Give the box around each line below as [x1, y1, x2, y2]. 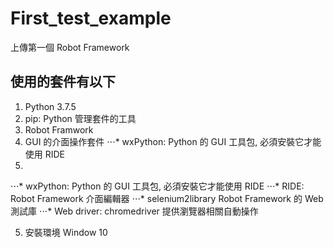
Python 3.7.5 [24, 100, 77, 112]
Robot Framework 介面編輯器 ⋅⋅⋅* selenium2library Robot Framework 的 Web [10, 192, 324, 204]
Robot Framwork [24, 123, 94, 136]
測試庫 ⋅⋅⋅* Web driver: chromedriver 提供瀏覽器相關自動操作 [10, 205, 259, 217]
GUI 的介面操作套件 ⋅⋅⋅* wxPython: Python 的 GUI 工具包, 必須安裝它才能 [24, 135, 322, 147]
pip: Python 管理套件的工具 [24, 112, 137, 124]
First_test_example [10, 7, 172, 30]
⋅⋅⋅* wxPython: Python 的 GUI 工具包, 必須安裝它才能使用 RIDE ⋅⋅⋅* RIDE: [10, 180, 305, 192]
